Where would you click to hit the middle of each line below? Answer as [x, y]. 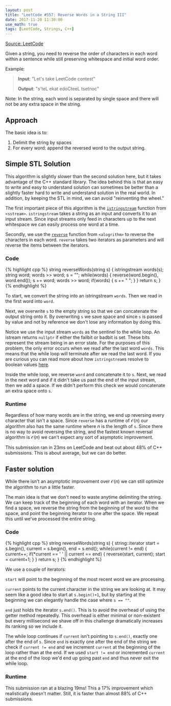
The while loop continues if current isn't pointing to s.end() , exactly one [81, 636]
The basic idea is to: [27, 132]
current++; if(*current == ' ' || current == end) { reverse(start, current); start [85, 554]
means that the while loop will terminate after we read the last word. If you [83, 354]
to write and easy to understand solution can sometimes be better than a [82, 187]
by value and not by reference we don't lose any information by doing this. [83, 322]
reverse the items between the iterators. [47, 245]
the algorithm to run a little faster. [40, 487]
